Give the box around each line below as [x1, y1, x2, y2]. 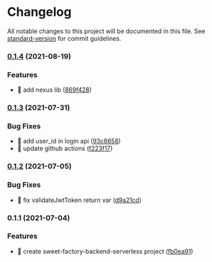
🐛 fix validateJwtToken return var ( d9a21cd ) [17, 196, 142, 204]
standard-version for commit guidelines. [7, 34, 122, 42]
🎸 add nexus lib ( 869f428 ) [17, 85, 92, 94]
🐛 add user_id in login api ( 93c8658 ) [17, 137, 121, 145]
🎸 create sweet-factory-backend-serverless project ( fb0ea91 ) [17, 247, 193, 255]
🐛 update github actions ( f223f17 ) [17, 144, 113, 152]
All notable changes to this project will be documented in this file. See [7, 27, 206, 35]
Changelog [7, 4, 72, 20]
